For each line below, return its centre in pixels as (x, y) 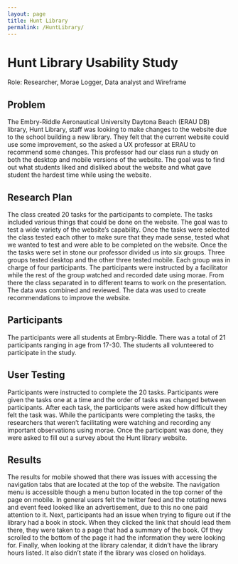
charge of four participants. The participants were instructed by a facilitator (118, 267)
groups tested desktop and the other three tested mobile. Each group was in (119, 260)
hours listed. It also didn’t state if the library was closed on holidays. (107, 553)
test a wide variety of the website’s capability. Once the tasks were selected (118, 230)
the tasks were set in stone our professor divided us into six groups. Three (116, 252)
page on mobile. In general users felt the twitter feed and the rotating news (117, 500)
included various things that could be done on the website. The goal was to (118, 222)
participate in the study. (42, 352)
